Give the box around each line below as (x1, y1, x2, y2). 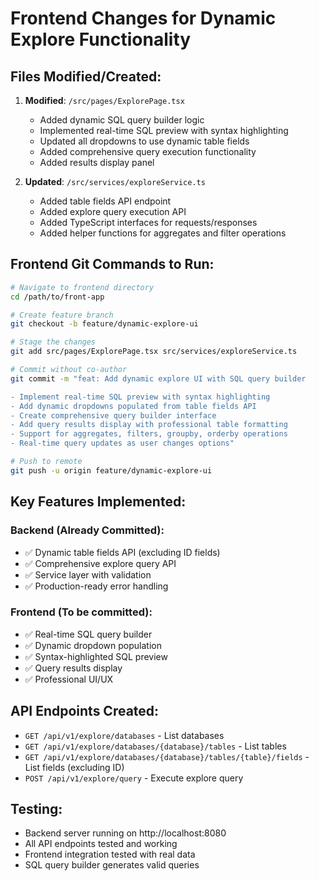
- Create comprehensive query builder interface (10, 410, 217, 421)
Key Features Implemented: (10, 493, 187, 511)
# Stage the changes (10, 337, 97, 347)
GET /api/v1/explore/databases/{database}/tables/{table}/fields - (24, 750, 310, 762)
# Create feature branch (10, 310, 114, 320)
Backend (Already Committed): (10, 523, 165, 537)
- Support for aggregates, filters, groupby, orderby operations (10, 429, 288, 439)
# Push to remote (10, 457, 83, 467)
